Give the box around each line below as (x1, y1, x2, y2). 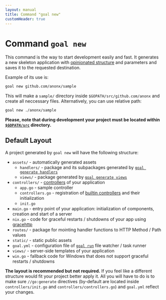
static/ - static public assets (12, 237, 72, 243)
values (12, 232, 26, 238)
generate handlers (19, 170, 58, 175)
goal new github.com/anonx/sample (5, 84, 77, 89)
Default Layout (5, 136, 52, 145)
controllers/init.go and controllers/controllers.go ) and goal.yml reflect (5, 284, 160, 290)
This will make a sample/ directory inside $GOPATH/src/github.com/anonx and (5, 93, 160, 99)
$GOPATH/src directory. (5, 122, 52, 128)
